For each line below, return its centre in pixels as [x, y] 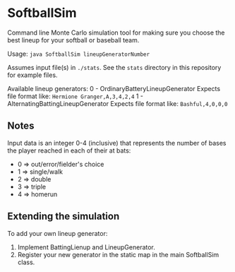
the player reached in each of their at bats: [69, 150]
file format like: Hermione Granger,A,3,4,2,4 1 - [75, 96]
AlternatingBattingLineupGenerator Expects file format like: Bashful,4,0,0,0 [117, 103]
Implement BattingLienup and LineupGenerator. [86, 247]
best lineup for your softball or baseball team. [73, 40]
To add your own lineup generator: [58, 233]
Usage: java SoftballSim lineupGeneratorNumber [79, 54]
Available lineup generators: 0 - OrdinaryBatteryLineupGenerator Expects [114, 88]
